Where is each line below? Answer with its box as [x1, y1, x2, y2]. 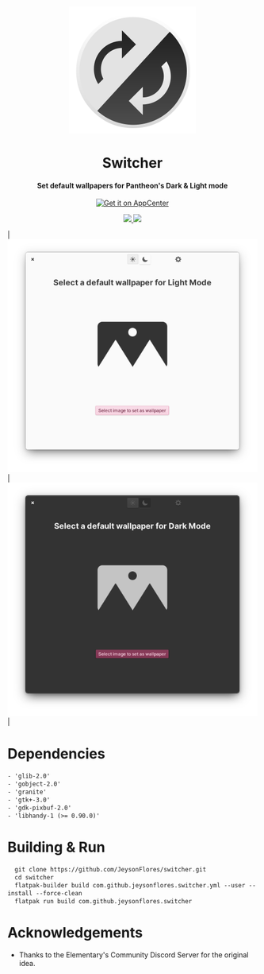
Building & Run [7, 838, 105, 856]
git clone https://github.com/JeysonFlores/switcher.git [14, 865, 207, 873]
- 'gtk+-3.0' [7, 796, 51, 804]
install [7, 889, 33, 897]
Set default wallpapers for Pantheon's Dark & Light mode [36, 180, 228, 190]
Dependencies [7, 744, 105, 763]
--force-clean [36, 889, 82, 897]
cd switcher [14, 873, 55, 881]
